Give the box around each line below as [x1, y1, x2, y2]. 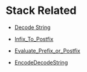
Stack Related [5, 4, 77, 18]
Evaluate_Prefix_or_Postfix [14, 47, 81, 54]
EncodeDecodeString [14, 59, 68, 66]
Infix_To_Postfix [14, 35, 54, 42]
